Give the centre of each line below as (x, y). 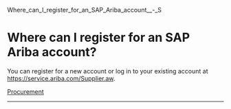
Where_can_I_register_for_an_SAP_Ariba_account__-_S (85, 10)
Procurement (26, 91)
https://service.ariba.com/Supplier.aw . (61, 78)
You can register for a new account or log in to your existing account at (108, 71)
